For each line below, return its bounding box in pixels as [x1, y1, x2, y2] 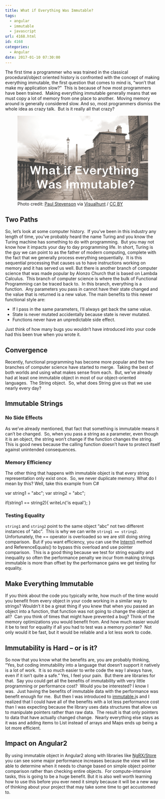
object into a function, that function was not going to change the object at [5, 608, 155, 614]
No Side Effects [5, 414, 43, 421]
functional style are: [5, 297, 46, 303]
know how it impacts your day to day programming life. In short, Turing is [5, 244, 154, 250]
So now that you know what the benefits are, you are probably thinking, [5, 657, 150, 663]
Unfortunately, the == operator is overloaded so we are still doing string [5, 534, 151, 540]
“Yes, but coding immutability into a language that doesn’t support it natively [5, 662, 160, 668]
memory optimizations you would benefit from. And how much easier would [5, 619, 159, 625]
